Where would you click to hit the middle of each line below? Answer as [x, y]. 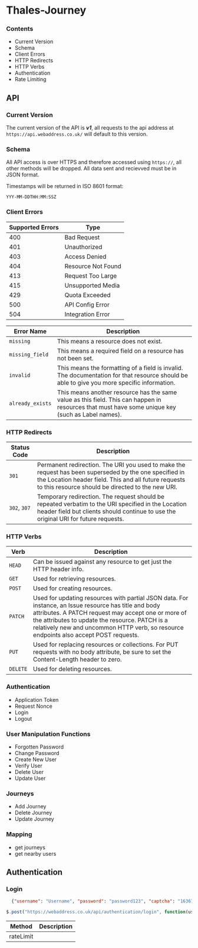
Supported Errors [34, 227]
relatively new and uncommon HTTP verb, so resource [108, 628]
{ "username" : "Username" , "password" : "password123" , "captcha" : [93, 901]
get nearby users [35, 853]
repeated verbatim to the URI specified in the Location [112, 504]
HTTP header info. [59, 569]
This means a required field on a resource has [121, 351]
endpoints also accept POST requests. [86, 635]
